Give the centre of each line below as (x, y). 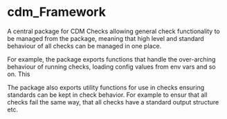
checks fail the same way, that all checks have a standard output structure (113, 102)
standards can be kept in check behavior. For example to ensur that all (107, 95)
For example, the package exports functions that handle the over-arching (111, 59)
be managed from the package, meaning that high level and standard (106, 38)
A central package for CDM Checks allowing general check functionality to (113, 31)
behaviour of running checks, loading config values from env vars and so (111, 66)
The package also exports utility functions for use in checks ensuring (106, 87)
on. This (19, 74)
